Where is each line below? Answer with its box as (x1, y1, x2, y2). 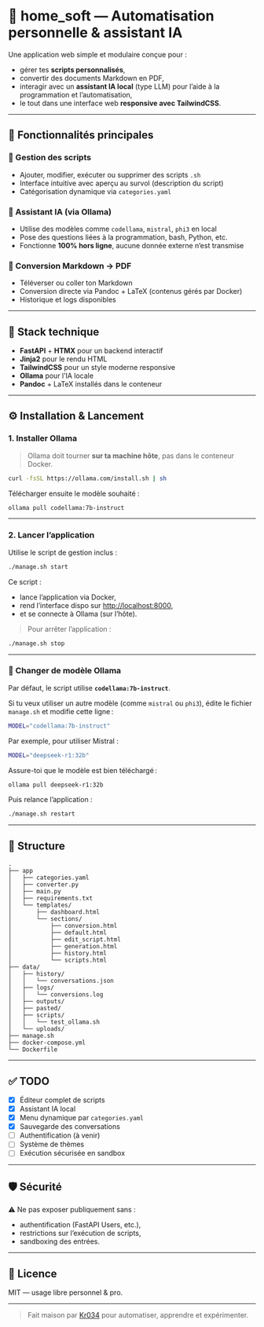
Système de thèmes (19, 1139, 85, 1149)
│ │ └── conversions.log (8, 991, 104, 999)
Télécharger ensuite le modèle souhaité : (8, 489, 140, 498)
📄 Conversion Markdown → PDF (8, 260, 132, 271)
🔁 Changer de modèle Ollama (8, 665, 122, 676)
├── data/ (8, 963, 41, 971)
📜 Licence (8, 1267, 57, 1280)
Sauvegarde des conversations (19, 1122, 120, 1131)
